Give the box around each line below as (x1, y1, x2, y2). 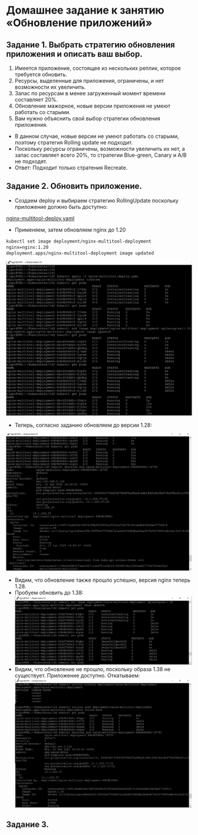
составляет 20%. (14, 96, 58, 103)
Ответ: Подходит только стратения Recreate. (14, 164, 128, 171)
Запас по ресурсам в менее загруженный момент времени (14, 90, 166, 96)
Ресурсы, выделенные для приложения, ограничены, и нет (14, 78, 164, 84)
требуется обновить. (14, 71, 68, 78)
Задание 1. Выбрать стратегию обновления (6, 40, 175, 50)
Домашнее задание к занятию (6, 4, 165, 17)
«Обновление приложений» (6, 16, 153, 30)
